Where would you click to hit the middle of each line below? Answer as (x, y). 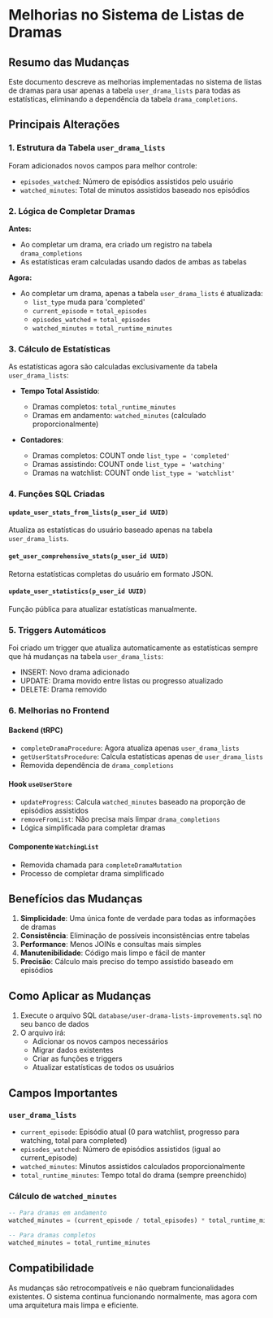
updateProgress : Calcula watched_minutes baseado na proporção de (133, 802)
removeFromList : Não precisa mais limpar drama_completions (120, 819)
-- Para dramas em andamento (58, 1213)
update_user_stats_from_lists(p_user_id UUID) (89, 513)
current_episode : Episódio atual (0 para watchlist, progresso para (130, 1132)
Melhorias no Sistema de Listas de (126, 15)
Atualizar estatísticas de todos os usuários (103, 1067)
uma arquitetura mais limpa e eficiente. (74, 1305)
